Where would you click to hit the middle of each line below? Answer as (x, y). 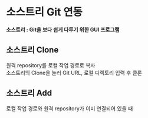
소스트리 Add (29, 93)
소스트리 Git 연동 (44, 12)
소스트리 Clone (32, 50)
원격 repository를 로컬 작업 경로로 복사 (51, 65)
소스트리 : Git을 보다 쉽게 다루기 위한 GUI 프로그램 (63, 29)
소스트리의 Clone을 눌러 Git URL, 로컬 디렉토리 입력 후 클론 (74, 73)
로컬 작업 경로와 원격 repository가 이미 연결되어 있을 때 (70, 108)
